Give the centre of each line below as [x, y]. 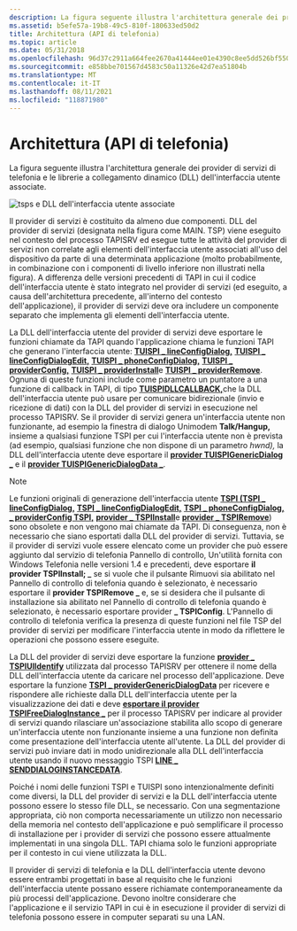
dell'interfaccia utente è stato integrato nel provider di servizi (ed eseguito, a [148, 287]
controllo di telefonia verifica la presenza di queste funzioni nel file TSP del [145, 621]
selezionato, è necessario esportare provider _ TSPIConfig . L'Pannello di [141, 611]
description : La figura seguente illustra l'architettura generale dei [144, 17]
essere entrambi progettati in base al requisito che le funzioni [121, 880]
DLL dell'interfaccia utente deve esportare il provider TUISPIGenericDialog [146, 455]
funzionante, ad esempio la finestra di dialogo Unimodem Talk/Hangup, [140, 427]
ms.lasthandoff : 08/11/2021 [61, 91]
